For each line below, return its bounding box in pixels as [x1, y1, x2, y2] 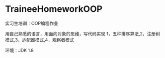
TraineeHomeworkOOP [5, 3, 103, 15]
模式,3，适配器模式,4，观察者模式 [5, 37, 75, 43]
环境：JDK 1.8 [5, 47, 34, 53]
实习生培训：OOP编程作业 [5, 20, 59, 26]
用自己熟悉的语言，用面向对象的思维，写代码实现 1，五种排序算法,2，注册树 [5, 30, 161, 36]
